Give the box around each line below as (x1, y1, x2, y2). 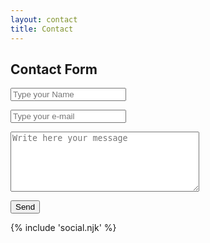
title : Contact (10, 24, 74, 34)
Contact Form (10, 61, 98, 78)
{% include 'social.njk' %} (10, 222, 117, 234)
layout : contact (10, 14, 78, 25)
